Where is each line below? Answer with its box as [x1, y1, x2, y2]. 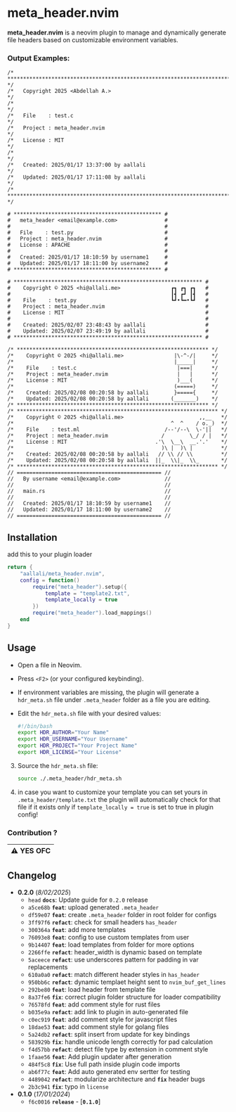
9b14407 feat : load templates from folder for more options [27, 940, 195, 949]
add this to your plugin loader [7, 550, 93, 558]
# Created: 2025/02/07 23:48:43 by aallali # [7, 321, 209, 328]
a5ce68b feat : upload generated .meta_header [27, 902, 159, 912]
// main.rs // [7, 487, 171, 495]
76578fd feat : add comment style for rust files [27, 1000, 161, 1009]
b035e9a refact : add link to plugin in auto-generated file [27, 1007, 188, 1016]
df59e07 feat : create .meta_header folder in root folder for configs [27, 910, 217, 919]
